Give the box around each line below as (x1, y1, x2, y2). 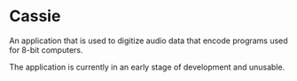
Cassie (9, 6, 61, 26)
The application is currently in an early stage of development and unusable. (9, 62, 285, 72)
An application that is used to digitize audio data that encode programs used (9, 35, 288, 46)
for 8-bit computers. (9, 44, 83, 55)
